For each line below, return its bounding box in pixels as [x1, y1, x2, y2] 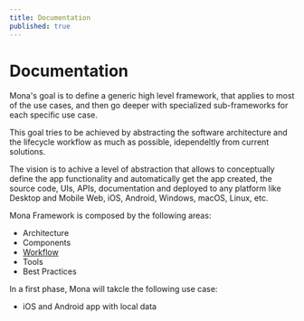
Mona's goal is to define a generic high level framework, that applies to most [9, 90, 295, 101]
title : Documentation [9, 13, 91, 23]
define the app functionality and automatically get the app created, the [9, 174, 273, 184]
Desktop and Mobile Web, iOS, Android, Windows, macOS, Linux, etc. [9, 193, 269, 203]
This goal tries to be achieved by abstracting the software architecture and [9, 127, 288, 138]
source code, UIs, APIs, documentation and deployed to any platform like [9, 183, 282, 194]
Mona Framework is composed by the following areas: [9, 210, 212, 222]
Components [22, 237, 71, 249]
